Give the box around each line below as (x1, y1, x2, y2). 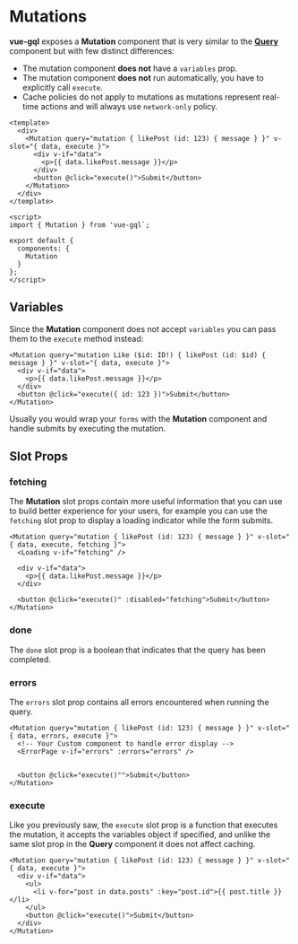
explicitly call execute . (21, 82, 103, 92)
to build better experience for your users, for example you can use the (9, 505, 268, 517)
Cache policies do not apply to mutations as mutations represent (21, 92, 261, 102)
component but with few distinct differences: (9, 45, 175, 56)
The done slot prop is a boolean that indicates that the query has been (9, 644, 266, 655)
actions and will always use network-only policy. (40, 101, 218, 111)
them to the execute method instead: (9, 333, 144, 344)
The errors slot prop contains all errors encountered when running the (9, 697, 270, 708)
